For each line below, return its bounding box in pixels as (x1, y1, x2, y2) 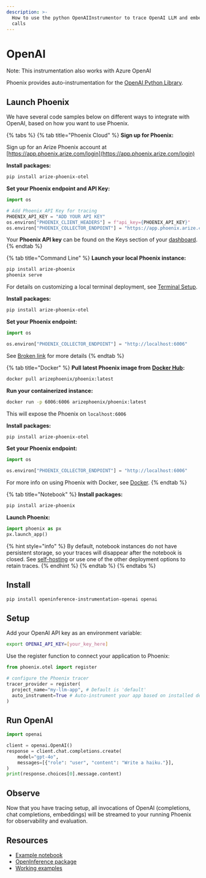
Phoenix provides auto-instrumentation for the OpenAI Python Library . (6, 79, 184, 87)
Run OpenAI (6, 715, 53, 725)
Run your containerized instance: (6, 387, 93, 394)
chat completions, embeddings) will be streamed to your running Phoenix (6, 811, 192, 818)
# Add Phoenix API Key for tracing (6, 208, 97, 214)
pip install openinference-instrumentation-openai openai (6, 596, 158, 602)
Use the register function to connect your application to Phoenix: (6, 652, 170, 660)
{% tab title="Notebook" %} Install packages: (6, 491, 123, 498)
